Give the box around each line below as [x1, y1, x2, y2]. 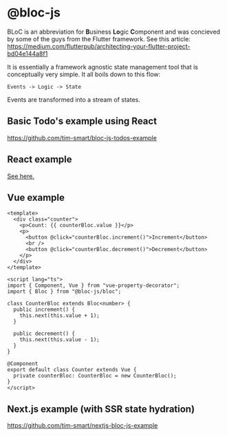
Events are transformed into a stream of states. [7, 95, 141, 104]
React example [7, 153, 72, 166]
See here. [7, 172, 34, 180]
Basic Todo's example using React [7, 116, 157, 127]
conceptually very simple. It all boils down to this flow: [7, 70, 161, 78]
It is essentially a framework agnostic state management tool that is [7, 63, 198, 71]
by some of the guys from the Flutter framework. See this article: [7, 34, 191, 43]
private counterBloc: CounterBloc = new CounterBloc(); [13, 373, 177, 380]
